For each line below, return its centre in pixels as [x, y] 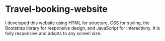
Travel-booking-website [56, 9]
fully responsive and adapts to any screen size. [53, 33]
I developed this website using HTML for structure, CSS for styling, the [78, 23]
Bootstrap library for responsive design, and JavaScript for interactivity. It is [82, 28]
